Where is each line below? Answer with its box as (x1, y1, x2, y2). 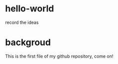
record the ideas (5, 19, 39, 25)
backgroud (5, 37, 51, 48)
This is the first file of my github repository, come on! (5, 53, 114, 59)
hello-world (5, 3, 55, 14)
